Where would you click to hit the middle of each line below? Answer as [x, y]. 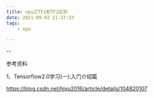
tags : [13, 23]
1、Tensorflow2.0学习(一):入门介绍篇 [52, 77]
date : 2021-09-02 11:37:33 [40, 18]
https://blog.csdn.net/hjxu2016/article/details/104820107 [77, 89]
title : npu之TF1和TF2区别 [37, 12]
